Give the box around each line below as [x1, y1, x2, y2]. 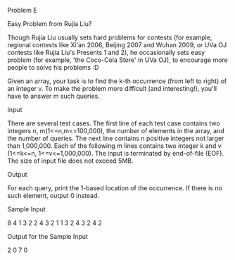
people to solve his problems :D [7, 63, 99, 71]
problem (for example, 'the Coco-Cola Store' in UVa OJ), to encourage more [7, 56, 228, 64]
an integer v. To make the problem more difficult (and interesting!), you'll [7, 85, 217, 92]
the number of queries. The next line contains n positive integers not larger [7, 134, 224, 142]
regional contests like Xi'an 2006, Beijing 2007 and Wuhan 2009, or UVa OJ [7, 41, 227, 49]
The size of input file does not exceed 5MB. [7, 156, 134, 165]
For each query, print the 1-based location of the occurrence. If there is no [7, 184, 223, 192]
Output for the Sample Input [7, 233, 88, 240]
